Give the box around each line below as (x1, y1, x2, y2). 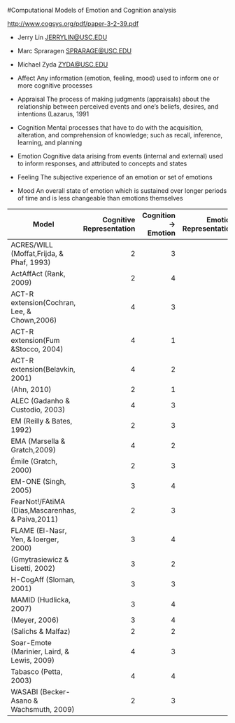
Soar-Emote (10, 638, 52, 647)
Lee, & (10, 306, 31, 316)
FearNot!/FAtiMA (10, 497, 66, 506)
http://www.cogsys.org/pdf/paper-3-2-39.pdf (7, 20, 139, 27)
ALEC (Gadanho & (10, 396, 70, 405)
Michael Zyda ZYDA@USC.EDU (17, 60, 108, 69)
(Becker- (39, 687, 71, 696)
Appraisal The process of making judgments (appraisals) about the (17, 95, 211, 103)
